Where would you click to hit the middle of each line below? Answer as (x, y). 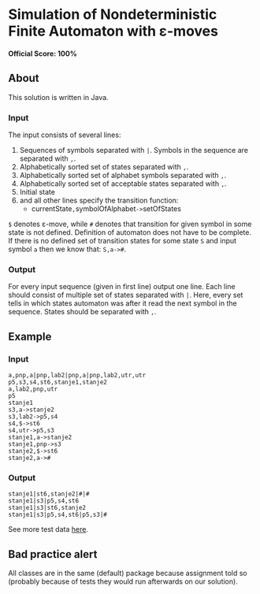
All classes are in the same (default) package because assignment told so (128, 573)
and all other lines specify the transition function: (99, 200)
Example (30, 336)
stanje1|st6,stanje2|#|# (49, 494)
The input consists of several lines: (65, 135)
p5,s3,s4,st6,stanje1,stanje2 (58, 382)
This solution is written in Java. (58, 97)
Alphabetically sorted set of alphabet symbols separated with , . (123, 175)
